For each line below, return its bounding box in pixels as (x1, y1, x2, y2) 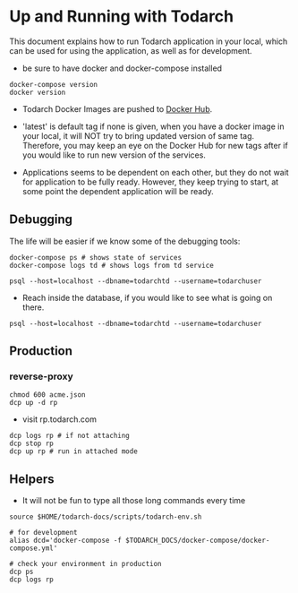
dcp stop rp (9, 439, 54, 449)
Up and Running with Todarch (9, 6, 234, 27)
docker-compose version (9, 80, 98, 89)
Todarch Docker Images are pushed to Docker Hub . (21, 103, 213, 114)
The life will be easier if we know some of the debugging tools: (9, 236, 241, 246)
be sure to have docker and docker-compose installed (21, 63, 222, 73)
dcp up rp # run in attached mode (9, 447, 139, 456)
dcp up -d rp (9, 399, 58, 408)
